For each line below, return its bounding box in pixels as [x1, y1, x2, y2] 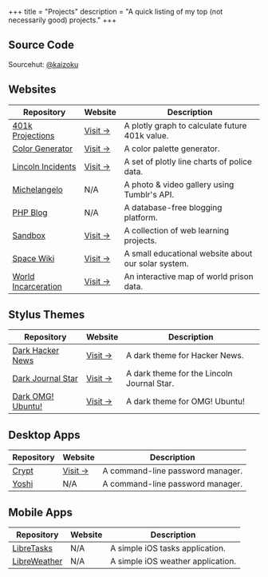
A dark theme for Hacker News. [126, 350, 244, 361]
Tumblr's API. [124, 189, 174, 200]
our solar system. [124, 257, 189, 269]
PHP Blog [12, 207, 48, 218]
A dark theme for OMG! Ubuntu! [126, 396, 246, 407]
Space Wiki [12, 253, 55, 264]
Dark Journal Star [12, 373, 78, 384]
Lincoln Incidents [12, 161, 77, 172]
